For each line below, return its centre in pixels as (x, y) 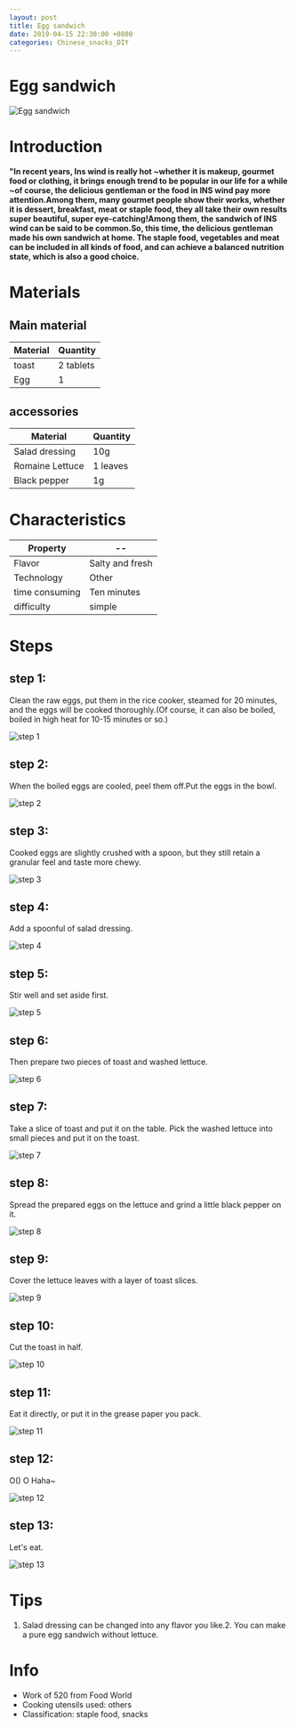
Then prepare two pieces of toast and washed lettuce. (108, 1062)
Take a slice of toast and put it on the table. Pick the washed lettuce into (141, 1128)
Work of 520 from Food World (77, 1695)
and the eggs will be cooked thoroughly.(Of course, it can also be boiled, (142, 709)
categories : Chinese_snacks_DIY (69, 42)
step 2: (29, 765)
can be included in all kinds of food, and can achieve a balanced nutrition (147, 247)
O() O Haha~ (32, 1480)
